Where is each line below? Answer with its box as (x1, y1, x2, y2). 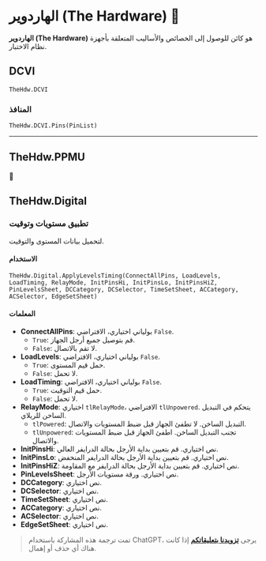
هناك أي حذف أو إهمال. (28, 543, 97, 552)
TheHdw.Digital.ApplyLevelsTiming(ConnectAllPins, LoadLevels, (9, 272, 222, 280)
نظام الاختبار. (9, 41, 47, 51)
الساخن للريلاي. (20, 410, 66, 420)
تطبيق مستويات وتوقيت (9, 218, 89, 229)
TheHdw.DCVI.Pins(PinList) (9, 122, 98, 130)
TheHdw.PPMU (9, 150, 85, 164)
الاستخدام (9, 254, 38, 264)
